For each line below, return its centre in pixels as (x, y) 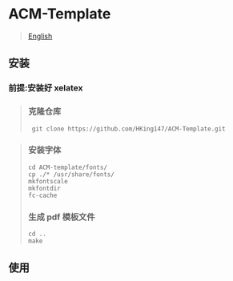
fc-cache (42, 195)
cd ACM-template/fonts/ (68, 167)
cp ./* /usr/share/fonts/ (71, 174)
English (40, 36)
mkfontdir (44, 188)
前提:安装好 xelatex (46, 88)
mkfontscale (48, 181)
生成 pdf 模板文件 (61, 217)
